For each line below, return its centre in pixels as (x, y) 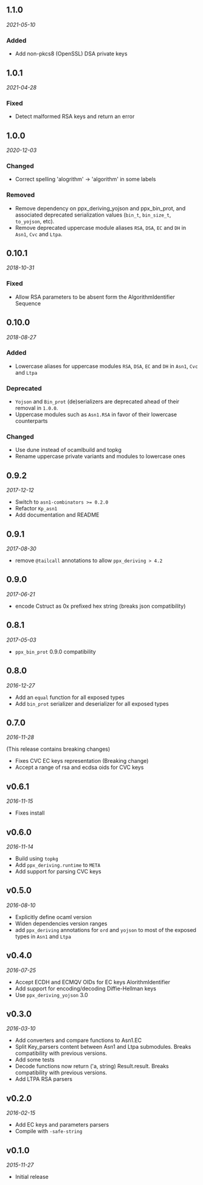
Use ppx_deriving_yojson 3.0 (51, 995)
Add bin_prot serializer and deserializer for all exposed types (92, 704)
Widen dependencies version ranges (61, 923)
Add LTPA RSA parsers (44, 1079)
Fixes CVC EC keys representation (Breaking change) (82, 761)
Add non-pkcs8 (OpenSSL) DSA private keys (71, 54)
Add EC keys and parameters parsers (62, 1125)
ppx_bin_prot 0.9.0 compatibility (55, 652)
